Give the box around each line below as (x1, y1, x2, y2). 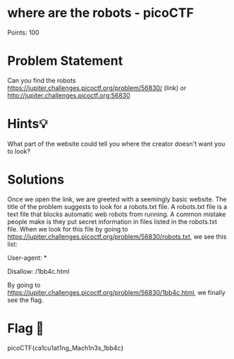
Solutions (7, 172, 65, 187)
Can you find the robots (7, 76, 76, 84)
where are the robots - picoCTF (7, 5, 194, 21)
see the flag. (7, 296, 44, 304)
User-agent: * (7, 253, 47, 262)
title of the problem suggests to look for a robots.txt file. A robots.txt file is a (7, 202, 228, 210)
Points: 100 (7, 28, 40, 37)
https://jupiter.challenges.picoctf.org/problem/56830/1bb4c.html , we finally (7, 288, 226, 296)
